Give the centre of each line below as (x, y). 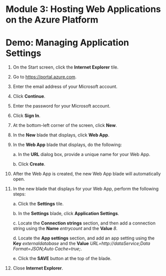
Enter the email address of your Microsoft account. (65, 86)
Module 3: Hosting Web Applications (83, 9)
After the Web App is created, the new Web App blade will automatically (87, 174)
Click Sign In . (26, 115)
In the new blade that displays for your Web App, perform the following (86, 189)
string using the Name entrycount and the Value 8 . (65, 228)
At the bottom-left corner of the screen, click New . (65, 125)
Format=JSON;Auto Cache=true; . (47, 249)
